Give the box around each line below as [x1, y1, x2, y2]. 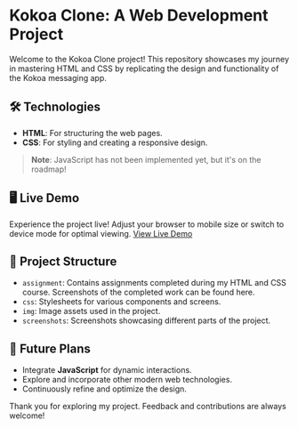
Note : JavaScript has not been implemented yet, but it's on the [30, 154, 262, 165]
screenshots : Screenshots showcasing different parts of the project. [21, 315, 271, 326]
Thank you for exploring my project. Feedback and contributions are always [9, 401, 286, 412]
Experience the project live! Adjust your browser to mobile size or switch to [9, 219, 285, 230]
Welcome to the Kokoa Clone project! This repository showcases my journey [9, 53, 290, 64]
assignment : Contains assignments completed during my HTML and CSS [21, 278, 287, 288]
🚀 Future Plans [9, 341, 92, 356]
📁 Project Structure [9, 254, 117, 269]
